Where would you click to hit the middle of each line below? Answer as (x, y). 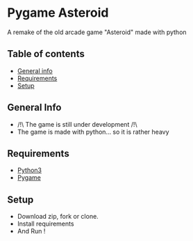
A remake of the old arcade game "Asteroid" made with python (97, 32)
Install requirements (45, 224)
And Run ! (31, 231)
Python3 (29, 170)
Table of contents (46, 54)
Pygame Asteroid (58, 13)
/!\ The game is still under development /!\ (77, 124)
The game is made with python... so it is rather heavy (93, 132)
